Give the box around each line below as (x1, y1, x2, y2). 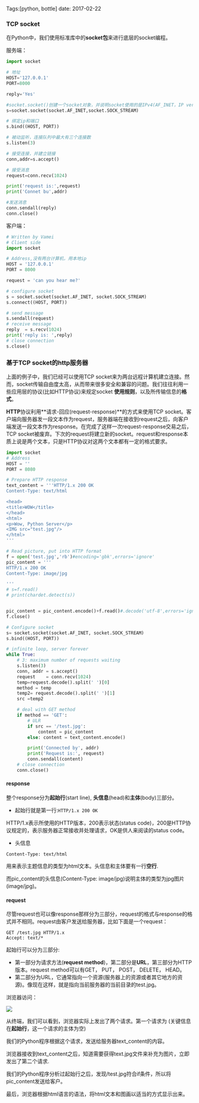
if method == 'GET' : (17, 712, 68, 719)
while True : (6, 651, 36, 658)
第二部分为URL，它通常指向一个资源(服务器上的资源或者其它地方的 (14, 974, 178, 981)
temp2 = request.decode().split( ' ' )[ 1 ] (17, 690, 115, 697)
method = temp (17, 685, 52, 691)
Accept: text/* (6, 935, 44, 941)
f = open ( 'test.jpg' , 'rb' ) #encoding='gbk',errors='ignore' (6, 553, 155, 560)
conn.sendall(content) (27, 756, 84, 762)
